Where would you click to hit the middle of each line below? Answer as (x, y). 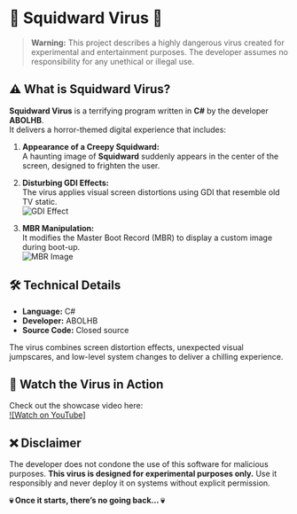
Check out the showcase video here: (76, 406)
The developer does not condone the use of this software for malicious (139, 464)
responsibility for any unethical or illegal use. (113, 61)
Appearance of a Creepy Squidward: (90, 146)
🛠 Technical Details (65, 286)
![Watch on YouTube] (47, 415)
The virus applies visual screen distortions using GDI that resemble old (151, 192)
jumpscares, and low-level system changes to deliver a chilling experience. (146, 356)
